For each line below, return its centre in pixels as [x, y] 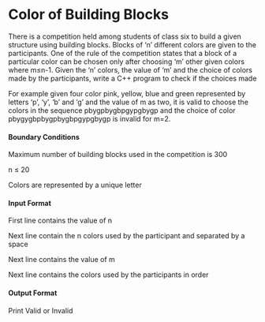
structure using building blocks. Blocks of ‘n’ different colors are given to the [132, 44]
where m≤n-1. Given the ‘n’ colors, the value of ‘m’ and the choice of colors [130, 69]
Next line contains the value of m [62, 260]
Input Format [30, 203]
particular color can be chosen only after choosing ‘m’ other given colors [127, 62]
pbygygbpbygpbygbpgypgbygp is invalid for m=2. [90, 118]
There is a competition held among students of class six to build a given [125, 36]
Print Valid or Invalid [41, 310]
